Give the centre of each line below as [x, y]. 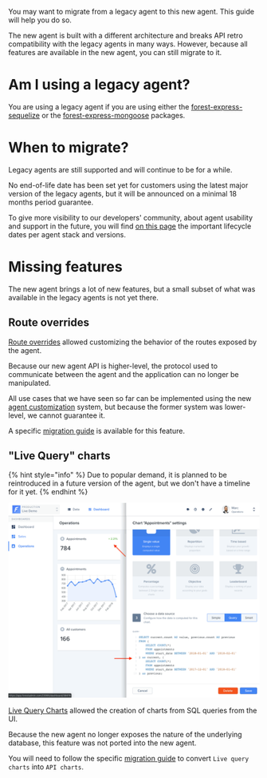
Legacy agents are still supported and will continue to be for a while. [120, 169]
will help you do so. [40, 20]
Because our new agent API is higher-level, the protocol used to [113, 366]
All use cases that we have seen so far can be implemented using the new [130, 398]
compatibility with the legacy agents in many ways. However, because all [128, 44]
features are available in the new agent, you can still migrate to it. [115, 52]
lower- [235, 407]
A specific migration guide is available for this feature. [97, 431]
